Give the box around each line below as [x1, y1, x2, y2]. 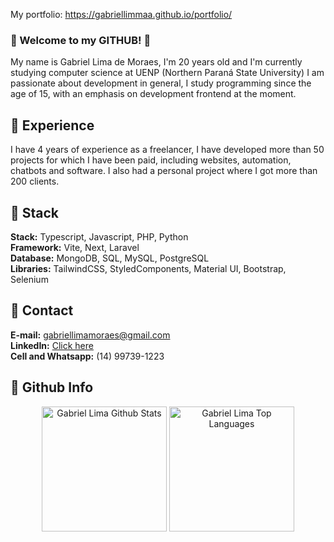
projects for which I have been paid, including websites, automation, [10, 154, 292, 166]
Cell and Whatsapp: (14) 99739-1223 [10, 350, 165, 362]
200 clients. [10, 175, 60, 188]
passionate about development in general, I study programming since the [10, 77, 312, 89]
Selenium [10, 273, 49, 285]
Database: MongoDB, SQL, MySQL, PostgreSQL [10, 252, 210, 264]
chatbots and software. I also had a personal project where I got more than [10, 165, 318, 177]
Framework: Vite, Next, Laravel [10, 241, 140, 253]
